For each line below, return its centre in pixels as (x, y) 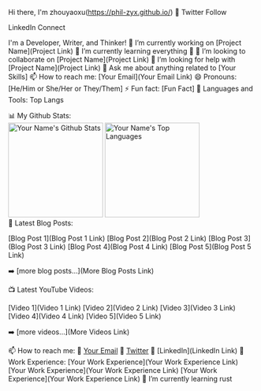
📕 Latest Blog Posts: (41, 223)
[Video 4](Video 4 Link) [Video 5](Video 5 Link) (85, 316)
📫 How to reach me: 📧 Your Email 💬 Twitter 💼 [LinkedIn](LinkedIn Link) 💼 (126, 350)
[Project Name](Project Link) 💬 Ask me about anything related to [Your (122, 68)
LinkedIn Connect (37, 27)
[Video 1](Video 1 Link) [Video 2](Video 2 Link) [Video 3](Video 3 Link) (122, 308)
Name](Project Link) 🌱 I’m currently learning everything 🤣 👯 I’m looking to (127, 51)
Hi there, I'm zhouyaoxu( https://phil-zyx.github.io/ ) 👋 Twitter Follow (117, 12)
